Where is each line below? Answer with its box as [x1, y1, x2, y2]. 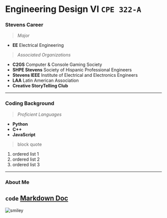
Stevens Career [5, 21, 44, 28]
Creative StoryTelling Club [12, 83, 68, 89]
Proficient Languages [17, 111, 62, 117]
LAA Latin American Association [12, 77, 79, 83]
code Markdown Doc [5, 194, 69, 203]
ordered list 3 [12, 161, 40, 168]
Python [12, 121, 28, 127]
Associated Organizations [17, 52, 71, 58]
